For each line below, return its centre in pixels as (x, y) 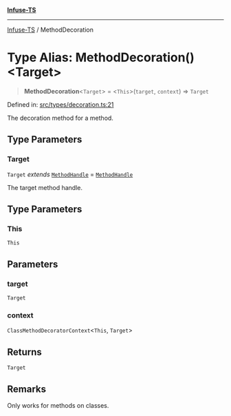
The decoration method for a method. (60, 118)
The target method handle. (45, 187)
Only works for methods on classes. (58, 405)
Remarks (27, 389)
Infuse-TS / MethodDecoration (51, 30)
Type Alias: (40, 58)
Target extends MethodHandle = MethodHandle (70, 174)
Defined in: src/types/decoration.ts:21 (60, 104)
